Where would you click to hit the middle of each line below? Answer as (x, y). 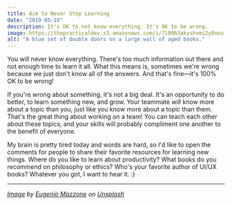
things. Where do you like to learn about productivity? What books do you (112, 159)
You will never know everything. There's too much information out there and (115, 59)
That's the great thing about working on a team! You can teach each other (112, 117)
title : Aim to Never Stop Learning (58, 14)
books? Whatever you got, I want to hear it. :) (71, 175)
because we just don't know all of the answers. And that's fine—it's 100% (112, 74)
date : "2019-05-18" (35, 20)
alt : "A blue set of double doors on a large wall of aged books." (106, 39)
